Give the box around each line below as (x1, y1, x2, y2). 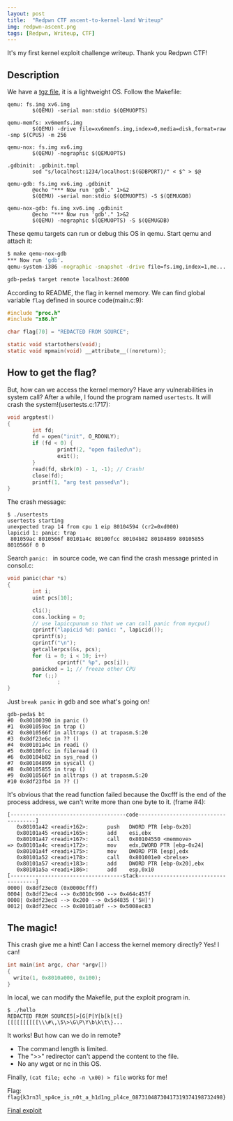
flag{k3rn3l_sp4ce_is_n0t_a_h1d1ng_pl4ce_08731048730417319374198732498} (7, 1094, 227, 1101)
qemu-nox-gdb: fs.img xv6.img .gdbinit (7, 205, 123, 212)
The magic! (7, 922, 58, 934)
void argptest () (7, 413, 54, 421)
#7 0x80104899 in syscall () (7, 760, 96, 767)
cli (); (32, 607, 52, 614)
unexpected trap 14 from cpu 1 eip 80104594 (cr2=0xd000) (7, 524, 179, 530)
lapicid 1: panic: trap (7, 530, 77, 537)
